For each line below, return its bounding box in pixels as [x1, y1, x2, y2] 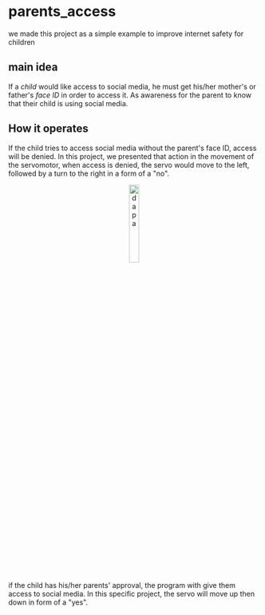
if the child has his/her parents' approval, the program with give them [8, 580, 235, 589]
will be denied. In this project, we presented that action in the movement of [8, 151, 255, 161]
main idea [8, 61, 58, 74]
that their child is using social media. [8, 98, 129, 108]
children [8, 37, 36, 46]
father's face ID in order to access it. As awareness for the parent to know [8, 90, 252, 100]
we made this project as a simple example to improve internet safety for [8, 29, 244, 38]
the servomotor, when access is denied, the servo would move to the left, [8, 160, 250, 169]
